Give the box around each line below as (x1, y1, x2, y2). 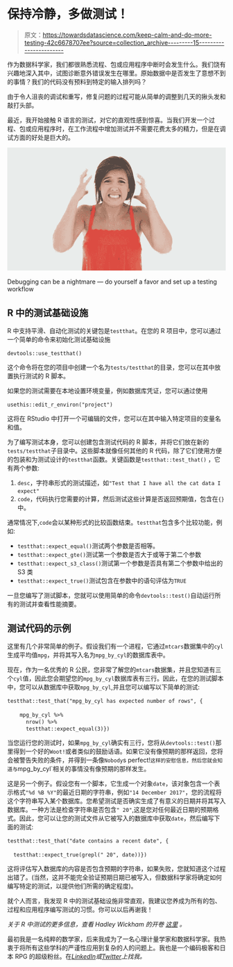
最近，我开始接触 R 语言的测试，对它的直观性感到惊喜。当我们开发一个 (7, 115, 209, 124)
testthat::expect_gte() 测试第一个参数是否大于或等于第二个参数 (17, 551, 202, 559)
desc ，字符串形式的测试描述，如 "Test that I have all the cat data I (17, 479, 221, 487)
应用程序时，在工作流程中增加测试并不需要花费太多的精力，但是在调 (31, 124, 226, 133)
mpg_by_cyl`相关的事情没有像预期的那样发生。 (17, 765, 150, 773)
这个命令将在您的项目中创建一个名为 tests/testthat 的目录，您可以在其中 (7, 363, 215, 372)
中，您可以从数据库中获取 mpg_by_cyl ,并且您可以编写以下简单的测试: (7, 683, 200, 692)
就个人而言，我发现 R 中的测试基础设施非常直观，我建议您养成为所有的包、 (7, 897, 221, 905)
